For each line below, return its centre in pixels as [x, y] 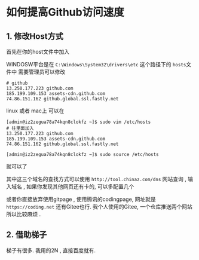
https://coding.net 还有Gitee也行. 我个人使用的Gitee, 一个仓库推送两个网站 [99, 207]
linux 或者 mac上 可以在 [35, 111]
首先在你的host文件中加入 [38, 52]
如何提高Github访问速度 [65, 12]
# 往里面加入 [20, 129]
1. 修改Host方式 [35, 36]
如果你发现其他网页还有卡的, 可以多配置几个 [80, 186]
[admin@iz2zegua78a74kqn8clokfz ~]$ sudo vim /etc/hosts [79, 122]
